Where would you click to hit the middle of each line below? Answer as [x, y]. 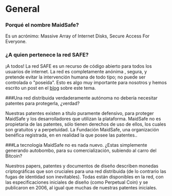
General [23, 9]
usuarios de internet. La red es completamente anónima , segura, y [76, 71]
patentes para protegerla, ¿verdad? [43, 103]
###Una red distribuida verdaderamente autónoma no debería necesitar [82, 97]
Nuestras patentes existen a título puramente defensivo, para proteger [80, 113]
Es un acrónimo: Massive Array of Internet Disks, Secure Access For [78, 36]
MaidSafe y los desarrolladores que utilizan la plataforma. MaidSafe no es [83, 119]
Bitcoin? [14, 156]
